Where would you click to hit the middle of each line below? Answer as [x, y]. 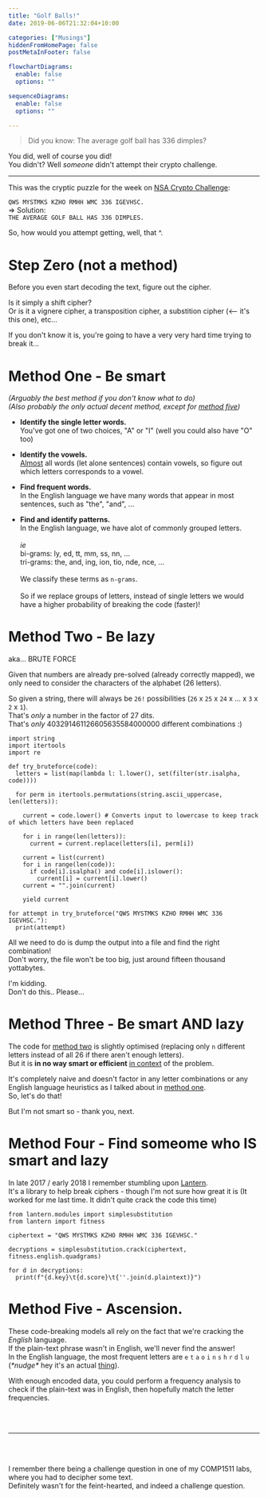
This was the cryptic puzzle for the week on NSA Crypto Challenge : [119, 188]
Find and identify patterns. [65, 520]
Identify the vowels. [53, 455]
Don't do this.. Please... [47, 992]
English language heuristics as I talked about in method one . [107, 1088]
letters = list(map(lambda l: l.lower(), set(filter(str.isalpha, [128, 774]
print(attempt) [41, 928]
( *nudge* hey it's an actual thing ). [64, 1365]
